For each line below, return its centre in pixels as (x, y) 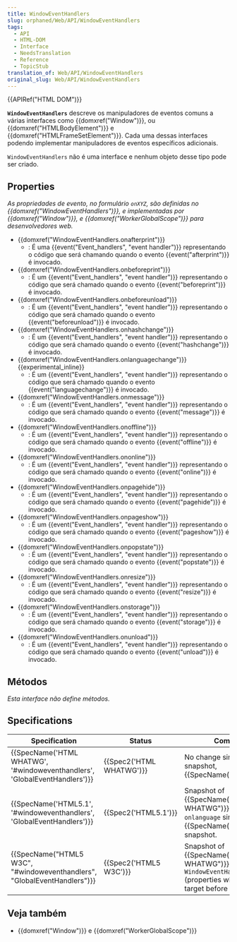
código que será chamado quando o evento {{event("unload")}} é (123, 652)
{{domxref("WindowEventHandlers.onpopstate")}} (91, 547)
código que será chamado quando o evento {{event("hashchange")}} (128, 345)
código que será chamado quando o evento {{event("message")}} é (127, 412)
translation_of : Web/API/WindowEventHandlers (75, 73)
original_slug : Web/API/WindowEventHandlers (74, 79)
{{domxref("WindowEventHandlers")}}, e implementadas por (96, 211)
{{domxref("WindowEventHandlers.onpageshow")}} (93, 517)
